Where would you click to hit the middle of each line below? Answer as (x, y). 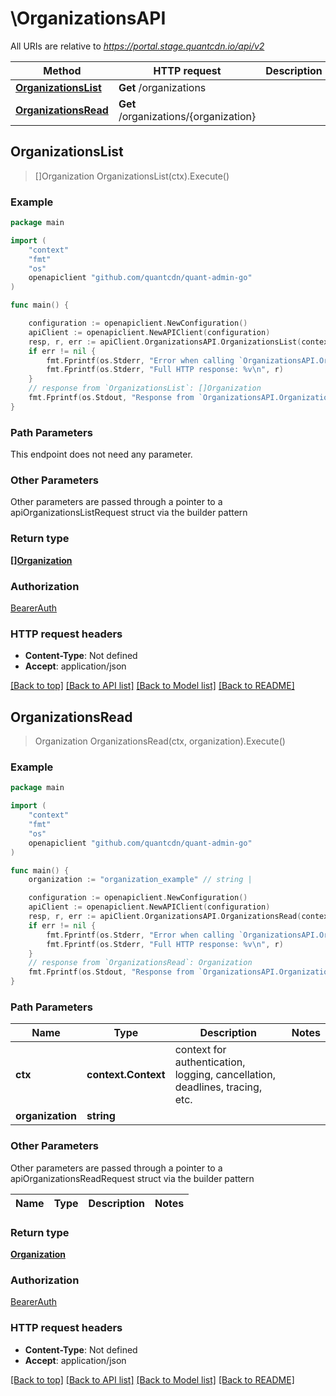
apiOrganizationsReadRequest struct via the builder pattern (132, 1178)
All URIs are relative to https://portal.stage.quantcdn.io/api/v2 (137, 46)
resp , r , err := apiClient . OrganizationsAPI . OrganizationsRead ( (165, 917)
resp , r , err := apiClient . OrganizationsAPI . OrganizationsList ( (165, 342)
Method (62, 70)
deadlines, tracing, (218, 1087)
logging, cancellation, (225, 1075)
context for (200, 1050)
